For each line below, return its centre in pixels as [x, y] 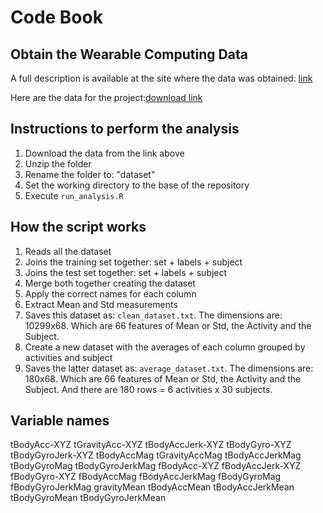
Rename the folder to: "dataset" [90, 174]
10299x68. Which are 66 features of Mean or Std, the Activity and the [168, 325]
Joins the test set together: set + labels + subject [126, 272]
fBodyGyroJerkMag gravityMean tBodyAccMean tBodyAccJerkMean [152, 487]
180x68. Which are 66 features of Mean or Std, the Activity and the [163, 378]
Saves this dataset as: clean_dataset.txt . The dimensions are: [153, 315]
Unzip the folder [58, 163]
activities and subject [68, 357]
